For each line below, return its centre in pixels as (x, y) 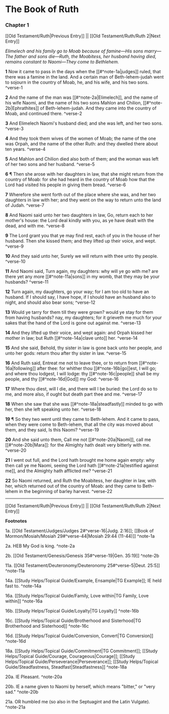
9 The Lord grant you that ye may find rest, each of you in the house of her (83, 236)
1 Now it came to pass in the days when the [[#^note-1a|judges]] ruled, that (83, 72)
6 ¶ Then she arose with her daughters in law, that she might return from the (84, 174)
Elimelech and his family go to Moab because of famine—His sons (74, 51)
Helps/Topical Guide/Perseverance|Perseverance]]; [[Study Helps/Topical (82, 662)
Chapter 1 (17, 25)
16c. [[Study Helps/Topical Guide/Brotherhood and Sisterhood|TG (73, 621)
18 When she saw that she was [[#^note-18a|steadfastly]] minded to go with (84, 404)
